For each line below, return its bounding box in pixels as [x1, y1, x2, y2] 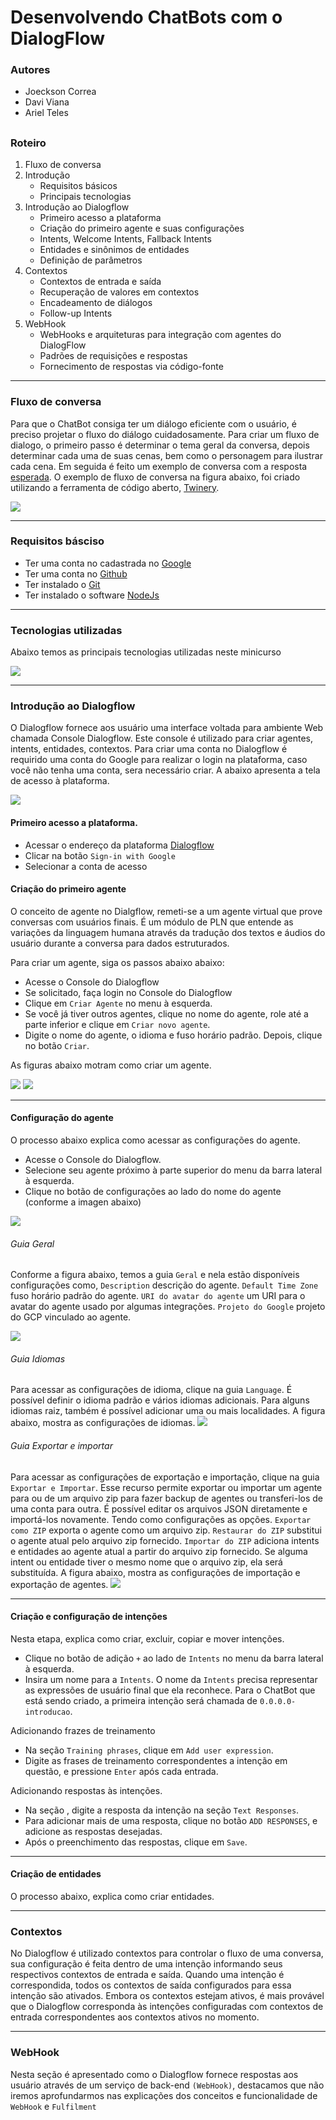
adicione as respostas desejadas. [24, 1825, 163, 1837]
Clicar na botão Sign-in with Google [24, 849, 176, 861]
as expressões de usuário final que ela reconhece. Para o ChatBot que [24, 1684, 316, 1696]
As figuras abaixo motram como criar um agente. [10, 1059, 212, 1071]
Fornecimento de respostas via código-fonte [39, 361, 224, 373]
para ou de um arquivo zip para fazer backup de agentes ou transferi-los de [10, 1492, 323, 1504]
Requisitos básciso [10, 534, 105, 548]
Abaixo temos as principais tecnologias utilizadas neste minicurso [10, 646, 282, 658]
